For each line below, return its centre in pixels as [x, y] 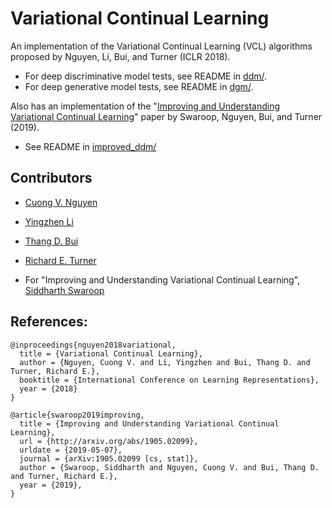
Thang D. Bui [51, 241]
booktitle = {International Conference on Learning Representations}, [169, 380]
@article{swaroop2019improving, [77, 415]
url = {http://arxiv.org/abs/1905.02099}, [109, 441]
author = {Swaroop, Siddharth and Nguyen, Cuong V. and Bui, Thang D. [169, 467]
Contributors [51, 178]
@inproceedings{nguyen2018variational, [93, 345]
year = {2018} [48, 388]
